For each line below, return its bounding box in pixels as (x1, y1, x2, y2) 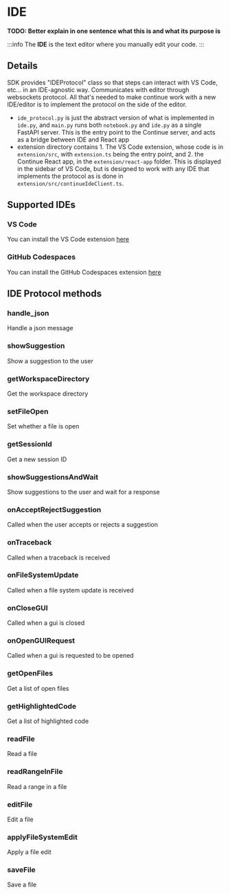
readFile (7, 734, 36, 744)
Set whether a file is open (7, 422, 80, 431)
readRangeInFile (7, 767, 63, 777)
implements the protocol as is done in (16, 172, 124, 180)
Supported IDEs (7, 199, 76, 211)
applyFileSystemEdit (7, 832, 78, 842)
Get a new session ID (7, 455, 67, 463)
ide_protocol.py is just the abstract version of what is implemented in (16, 113, 215, 122)
